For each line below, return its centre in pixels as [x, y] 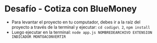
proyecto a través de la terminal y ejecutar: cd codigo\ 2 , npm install [81, 27]
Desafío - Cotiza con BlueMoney [71, 9]
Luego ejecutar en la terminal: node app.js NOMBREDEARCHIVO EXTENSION [82, 32]
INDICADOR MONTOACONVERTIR [39, 37]
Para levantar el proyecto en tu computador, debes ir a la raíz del [76, 22]
